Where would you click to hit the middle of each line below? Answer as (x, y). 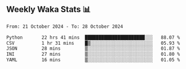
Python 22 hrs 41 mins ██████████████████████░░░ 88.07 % (93, 38)
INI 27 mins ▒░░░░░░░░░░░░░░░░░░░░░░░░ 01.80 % (93, 54)
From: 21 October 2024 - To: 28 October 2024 (65, 26)
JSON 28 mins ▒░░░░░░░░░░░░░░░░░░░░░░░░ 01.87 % (93, 49)
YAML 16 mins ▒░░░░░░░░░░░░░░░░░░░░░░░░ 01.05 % (93, 60)
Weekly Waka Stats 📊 (48, 9)
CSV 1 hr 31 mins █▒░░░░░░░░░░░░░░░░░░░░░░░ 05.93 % (93, 43)
